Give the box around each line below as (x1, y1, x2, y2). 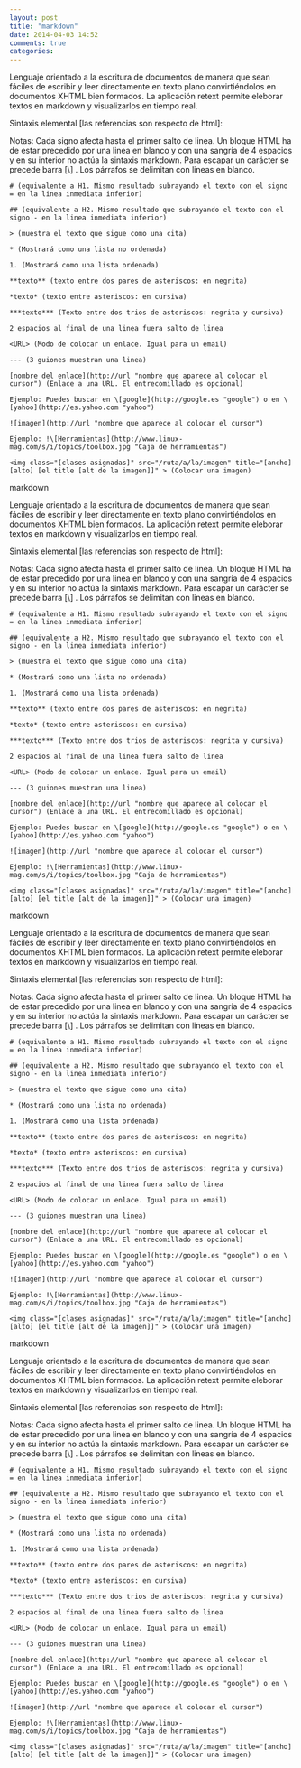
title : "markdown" (9, 22, 78, 31)
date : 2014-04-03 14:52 (9, 30, 99, 39)
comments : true (9, 38, 67, 48)
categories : (9, 47, 54, 56)
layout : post (9, 13, 59, 23)
